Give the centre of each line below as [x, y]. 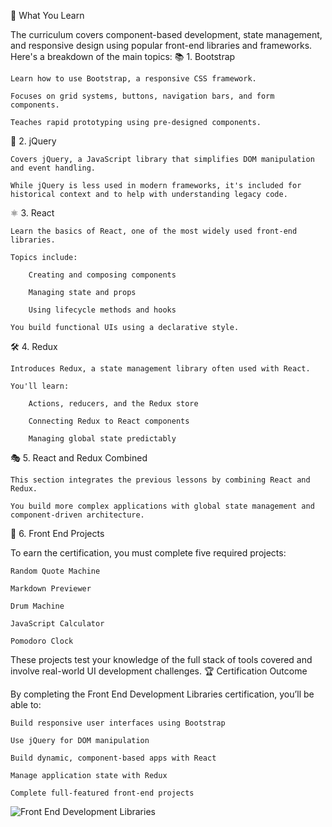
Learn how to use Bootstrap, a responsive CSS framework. [133, 79]
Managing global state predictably [102, 439]
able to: [26, 704]
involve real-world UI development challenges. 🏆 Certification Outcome [159, 671]
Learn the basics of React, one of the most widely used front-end [154, 231]
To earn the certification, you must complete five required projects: [148, 553]
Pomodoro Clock [42, 641]
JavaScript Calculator [57, 624]
